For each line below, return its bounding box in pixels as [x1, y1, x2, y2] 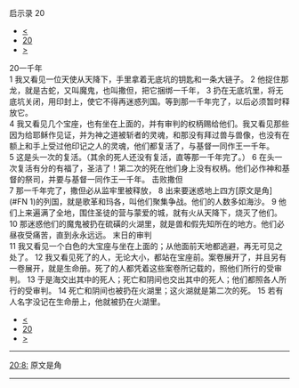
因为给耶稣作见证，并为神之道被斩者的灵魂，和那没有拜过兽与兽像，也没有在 [9, 130, 290, 140]
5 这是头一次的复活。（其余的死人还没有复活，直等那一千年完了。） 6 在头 [9, 152, 275, 162]
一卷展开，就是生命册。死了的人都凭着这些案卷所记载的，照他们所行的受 [9, 263, 274, 273]
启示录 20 [9, 8, 45, 18]
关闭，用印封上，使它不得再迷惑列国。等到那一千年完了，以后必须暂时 [24, 96, 282, 107]
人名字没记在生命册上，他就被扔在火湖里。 [9, 296, 166, 307]
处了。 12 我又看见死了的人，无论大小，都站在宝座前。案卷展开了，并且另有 [9, 252, 287, 263]
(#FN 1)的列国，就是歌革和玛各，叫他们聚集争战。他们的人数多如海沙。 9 [9, 197, 278, 206]
